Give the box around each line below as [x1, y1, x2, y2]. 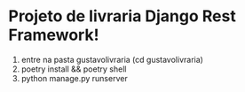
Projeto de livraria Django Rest [8, 6, 236, 27]
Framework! [8, 25, 99, 45]
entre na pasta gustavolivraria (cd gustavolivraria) [20, 54, 203, 65]
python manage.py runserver [20, 73, 128, 83]
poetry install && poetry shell [20, 64, 127, 74]
